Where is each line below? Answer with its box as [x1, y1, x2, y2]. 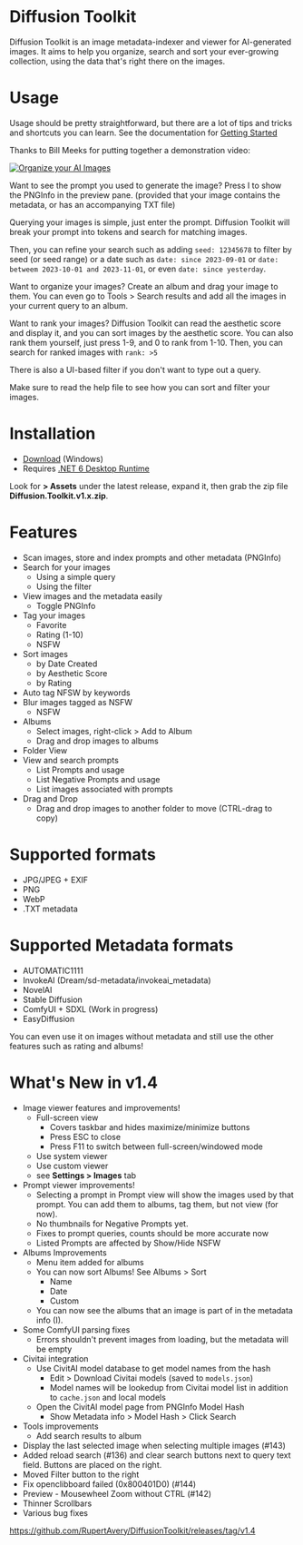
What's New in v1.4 [9, 1072, 159, 1093]
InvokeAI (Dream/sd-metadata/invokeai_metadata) [22, 974, 211, 986]
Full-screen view [35, 1112, 99, 1123]
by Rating [35, 677, 73, 688]
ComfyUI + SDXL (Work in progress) [22, 1003, 159, 1014]
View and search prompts [22, 754, 120, 765]
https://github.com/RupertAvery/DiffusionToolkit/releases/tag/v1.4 [9, 1525, 256, 1536]
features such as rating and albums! [9, 1040, 143, 1051]
